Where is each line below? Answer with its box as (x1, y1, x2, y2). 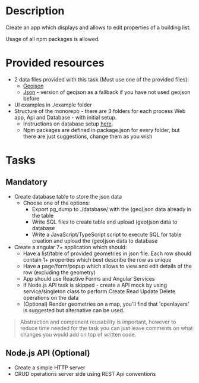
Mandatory (5, 177, 48, 187)
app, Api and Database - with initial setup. (14, 114, 117, 121)
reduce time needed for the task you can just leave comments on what (20, 324, 193, 331)
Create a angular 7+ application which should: (14, 243, 127, 250)
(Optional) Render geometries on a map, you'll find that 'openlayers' (23, 300, 189, 307)
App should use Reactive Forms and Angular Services (23, 275, 155, 282)
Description (5, 4, 65, 18)
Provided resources (5, 56, 105, 70)
